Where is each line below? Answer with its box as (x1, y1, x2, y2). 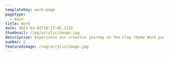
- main (10, 16, 24, 21)
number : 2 (5, 40, 26, 45)
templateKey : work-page (5, 7, 55, 12)
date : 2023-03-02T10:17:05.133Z (5, 26, 73, 31)
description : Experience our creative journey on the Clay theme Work (5, 35, 156, 40)
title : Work (5, 21, 30, 26)
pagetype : (5, 12, 26, 17)
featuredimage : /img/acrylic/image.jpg (5, 44, 89, 49)
